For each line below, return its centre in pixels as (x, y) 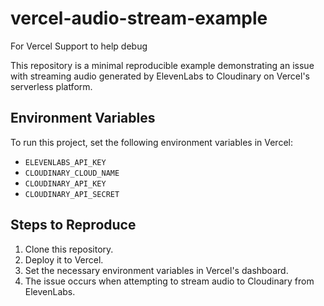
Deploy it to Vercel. (64, 259)
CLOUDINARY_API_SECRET (72, 194)
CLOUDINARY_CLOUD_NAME (72, 173)
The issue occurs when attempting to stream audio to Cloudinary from (169, 281)
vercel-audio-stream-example (139, 18)
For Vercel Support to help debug (79, 46)
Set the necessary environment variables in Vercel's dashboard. (156, 270)
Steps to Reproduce (73, 225)
